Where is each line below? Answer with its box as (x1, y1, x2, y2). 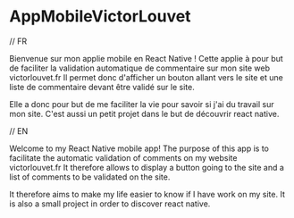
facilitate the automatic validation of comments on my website (9, 152, 238, 163)
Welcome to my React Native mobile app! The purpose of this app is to (9, 143, 270, 154)
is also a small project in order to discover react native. (9, 198, 211, 209)
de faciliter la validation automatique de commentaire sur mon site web (9, 63, 271, 73)
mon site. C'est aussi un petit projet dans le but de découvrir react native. (9, 108, 280, 119)
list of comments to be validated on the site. (9, 172, 171, 182)
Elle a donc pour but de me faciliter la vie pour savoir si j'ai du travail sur (9, 98, 274, 109)
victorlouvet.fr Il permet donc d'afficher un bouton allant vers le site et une (9, 71, 283, 82)
